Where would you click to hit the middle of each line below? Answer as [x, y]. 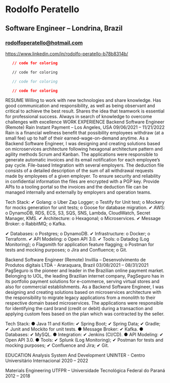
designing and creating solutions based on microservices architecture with [83, 292]
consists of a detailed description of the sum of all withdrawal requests [79, 171]
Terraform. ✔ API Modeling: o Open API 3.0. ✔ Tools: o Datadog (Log [77, 239]
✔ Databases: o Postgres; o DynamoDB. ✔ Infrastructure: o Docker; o [78, 234]
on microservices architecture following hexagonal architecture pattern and [84, 149]
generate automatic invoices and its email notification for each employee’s [83, 160]
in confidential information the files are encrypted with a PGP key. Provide [82, 181]
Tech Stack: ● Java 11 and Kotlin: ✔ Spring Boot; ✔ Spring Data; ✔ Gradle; [83, 324]
